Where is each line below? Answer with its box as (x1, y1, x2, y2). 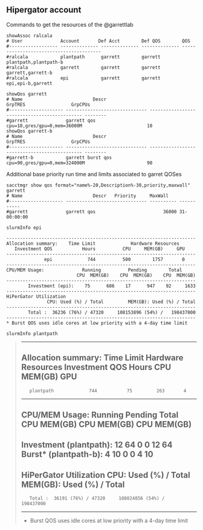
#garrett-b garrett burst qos (6, 154, 112, 161)
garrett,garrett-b (6, 70, 53, 76)
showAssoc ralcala (6, 33, 53, 39)
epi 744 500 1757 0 (44, 256, 185, 262)
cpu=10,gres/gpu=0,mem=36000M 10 (6, 122, 153, 129)
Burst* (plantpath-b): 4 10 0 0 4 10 (21, 449, 153, 460)
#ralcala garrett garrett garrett (6, 64, 161, 70)
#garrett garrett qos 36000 (6, 208, 177, 214)
